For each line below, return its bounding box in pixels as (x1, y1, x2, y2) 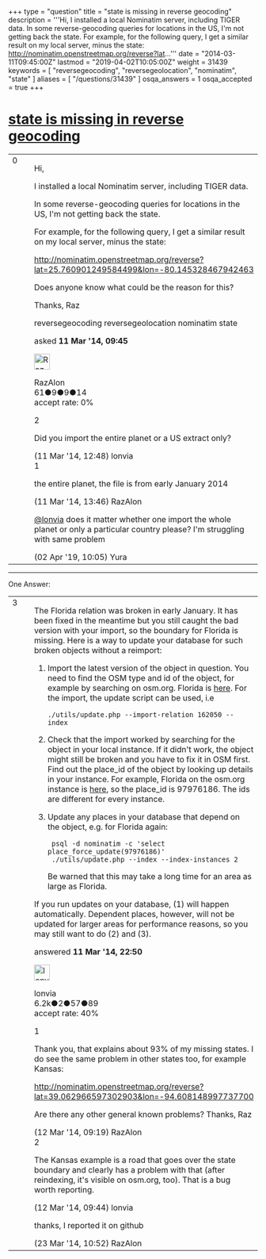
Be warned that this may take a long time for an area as (47, 870, 252, 881)
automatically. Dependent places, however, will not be (34, 908, 235, 919)
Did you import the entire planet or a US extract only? (34, 432, 232, 443)
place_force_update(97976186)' (47, 846, 165, 856)
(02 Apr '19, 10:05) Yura (34, 551, 127, 562)
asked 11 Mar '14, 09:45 (34, 335, 128, 346)
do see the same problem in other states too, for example (34, 1053, 247, 1064)
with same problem (34, 533, 105, 544)
